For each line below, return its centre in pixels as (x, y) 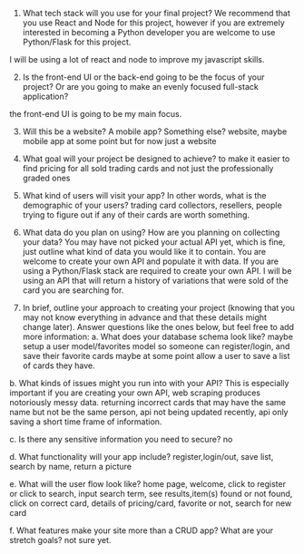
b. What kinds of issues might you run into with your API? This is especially (149, 383)
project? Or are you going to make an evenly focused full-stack (140, 87)
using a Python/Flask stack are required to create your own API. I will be (157, 271)
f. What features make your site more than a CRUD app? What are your (142, 530)
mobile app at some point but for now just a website (119, 141)
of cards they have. (59, 365)
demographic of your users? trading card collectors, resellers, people (152, 205)
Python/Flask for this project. (77, 42)
